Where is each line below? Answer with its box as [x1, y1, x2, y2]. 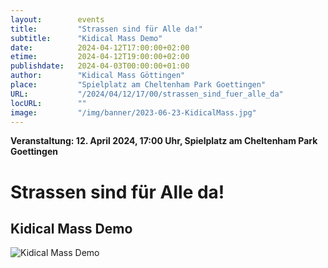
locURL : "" [10, 98, 87, 108]
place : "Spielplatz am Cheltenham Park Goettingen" [10, 80, 267, 90]
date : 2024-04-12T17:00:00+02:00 [10, 42, 190, 53]
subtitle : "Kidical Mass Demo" [10, 33, 163, 43]
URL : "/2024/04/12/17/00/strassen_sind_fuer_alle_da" [10, 89, 284, 99]
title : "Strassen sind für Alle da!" [10, 24, 203, 34]
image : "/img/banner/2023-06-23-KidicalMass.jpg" [10, 107, 257, 118]
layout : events [10, 14, 105, 25]
